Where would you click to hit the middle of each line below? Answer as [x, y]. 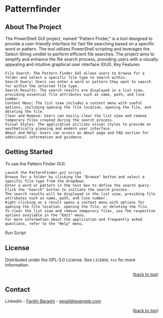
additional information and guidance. [44, 137]
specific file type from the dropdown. [45, 181]
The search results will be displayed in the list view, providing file [80, 194]
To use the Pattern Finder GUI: [36, 163]
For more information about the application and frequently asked [74, 219]
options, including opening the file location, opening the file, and [78, 107]
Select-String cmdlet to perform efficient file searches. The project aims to [80, 54]
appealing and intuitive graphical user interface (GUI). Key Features [72, 64]
